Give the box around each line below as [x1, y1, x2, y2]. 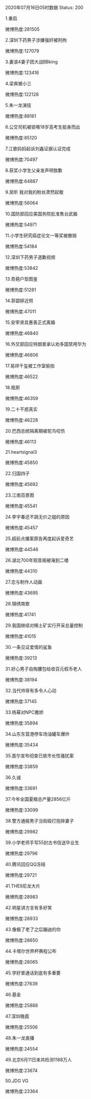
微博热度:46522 [5, 373, 38, 380]
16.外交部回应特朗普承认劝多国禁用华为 [5, 341, 86, 347]
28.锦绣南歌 [5, 601, 30, 606]
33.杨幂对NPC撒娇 [5, 709, 44, 715]
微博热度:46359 [5, 395, 38, 401]
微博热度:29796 [5, 850, 38, 856]
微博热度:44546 [5, 546, 39, 552]
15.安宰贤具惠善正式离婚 [5, 319, 56, 325]
